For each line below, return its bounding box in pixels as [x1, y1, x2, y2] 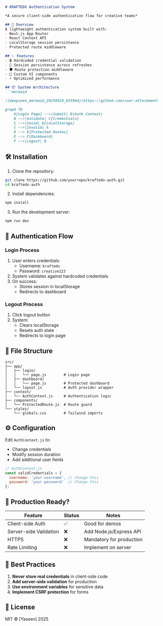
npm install [5, 200, 29, 205]
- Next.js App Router [5, 31, 49, 36]
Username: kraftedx [19, 263, 60, 269]
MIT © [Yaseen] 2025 [5, 616, 49, 622]
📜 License [5, 603, 35, 611]
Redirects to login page [19, 332, 66, 338]
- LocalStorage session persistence [5, 40, 79, 45]
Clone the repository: [12, 168, 55, 174]
